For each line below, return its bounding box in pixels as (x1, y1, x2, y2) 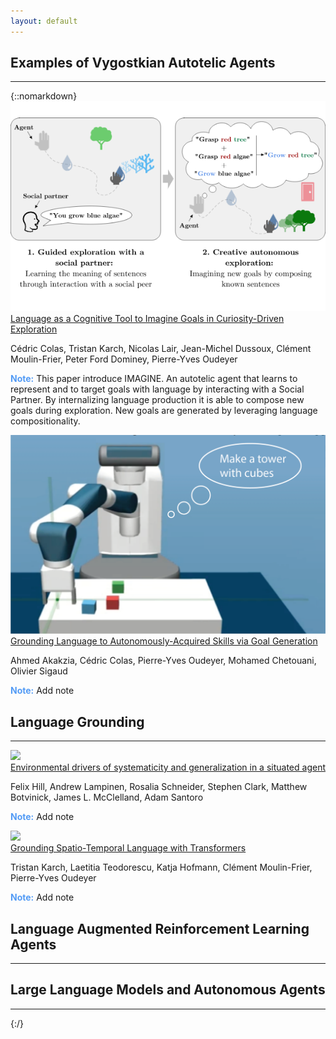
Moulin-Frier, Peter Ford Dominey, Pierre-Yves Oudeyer (10, 353, 238, 365)
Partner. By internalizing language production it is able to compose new (10, 394, 305, 406)
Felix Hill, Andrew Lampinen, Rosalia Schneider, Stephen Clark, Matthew (10, 781, 308, 793)
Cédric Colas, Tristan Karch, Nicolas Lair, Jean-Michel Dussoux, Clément (10, 343, 312, 355)
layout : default (10, 16, 78, 26)
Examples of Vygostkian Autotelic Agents (10, 55, 276, 72)
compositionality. (10, 415, 81, 427)
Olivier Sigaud (10, 665, 68, 677)
